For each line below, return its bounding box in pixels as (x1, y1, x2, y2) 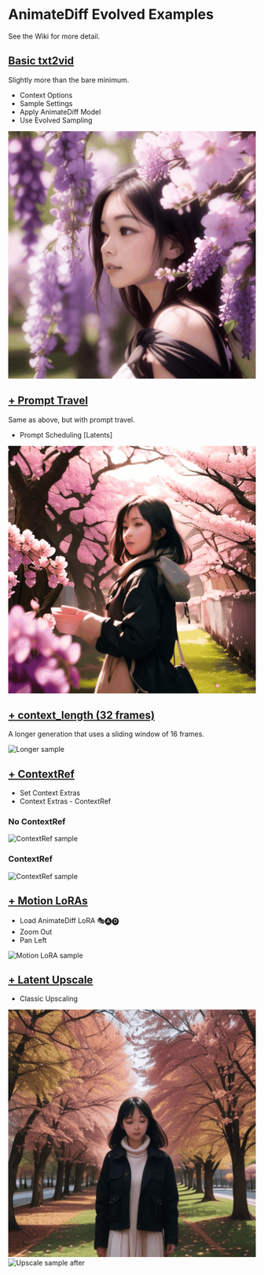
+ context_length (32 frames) (8, 709, 156, 722)
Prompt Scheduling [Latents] (19, 430, 113, 439)
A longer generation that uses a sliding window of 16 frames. (8, 729, 204, 739)
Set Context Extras (19, 788, 81, 798)
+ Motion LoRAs (8, 894, 88, 908)
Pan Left (19, 935, 47, 944)
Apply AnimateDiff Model (19, 107, 101, 116)
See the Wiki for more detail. (8, 31, 101, 41)
